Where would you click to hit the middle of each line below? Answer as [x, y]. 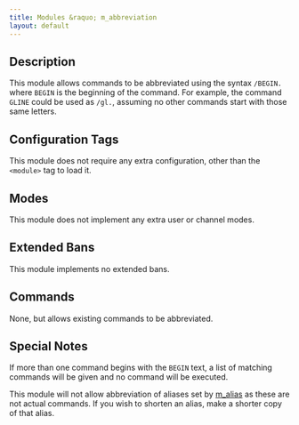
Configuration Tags [64, 139]
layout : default [39, 26]
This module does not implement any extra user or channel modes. [132, 220]
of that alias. [32, 413]
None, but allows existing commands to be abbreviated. [111, 318]
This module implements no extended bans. [90, 269]
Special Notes [49, 346]
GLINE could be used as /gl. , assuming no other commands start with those [148, 102]
